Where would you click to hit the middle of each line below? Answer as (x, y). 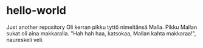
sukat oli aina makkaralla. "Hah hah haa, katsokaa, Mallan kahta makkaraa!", (101, 33)
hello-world (36, 10)
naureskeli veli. (25, 40)
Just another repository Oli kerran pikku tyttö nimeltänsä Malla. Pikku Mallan (102, 27)
